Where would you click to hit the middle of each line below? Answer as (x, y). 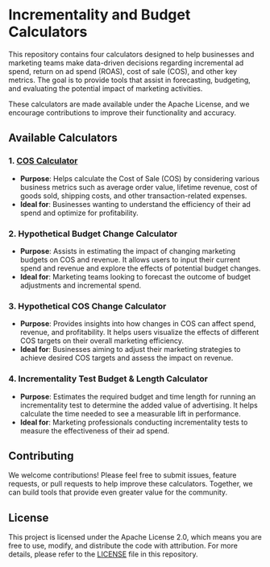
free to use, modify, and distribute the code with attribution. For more (123, 546)
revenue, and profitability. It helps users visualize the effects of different (139, 333)
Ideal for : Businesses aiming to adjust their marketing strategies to (130, 350)
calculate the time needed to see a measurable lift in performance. (130, 413)
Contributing (41, 455)
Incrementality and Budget (100, 15)
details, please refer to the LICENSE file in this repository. (104, 554)
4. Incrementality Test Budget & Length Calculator (108, 379)
